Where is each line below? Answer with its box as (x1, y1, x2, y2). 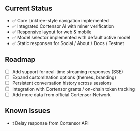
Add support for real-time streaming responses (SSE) (12, 68, 123, 75)
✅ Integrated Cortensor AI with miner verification (12, 23, 114, 29)
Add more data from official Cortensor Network (12, 91, 111, 98)
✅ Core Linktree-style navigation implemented (12, 17, 109, 23)
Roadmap (5, 55, 36, 64)
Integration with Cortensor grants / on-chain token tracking (12, 85, 135, 92)
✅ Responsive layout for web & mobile (12, 29, 92, 35)
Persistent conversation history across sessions (12, 80, 112, 86)
